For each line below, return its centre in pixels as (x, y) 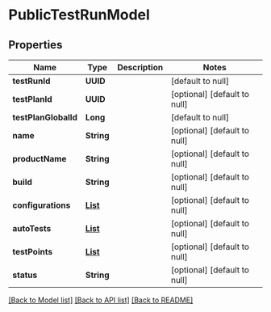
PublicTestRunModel (79, 15)
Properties (35, 45)
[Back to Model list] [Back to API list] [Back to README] (101, 300)
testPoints (33, 252)
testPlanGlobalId (45, 117)
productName (40, 159)
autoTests (32, 228)
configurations (42, 205)
